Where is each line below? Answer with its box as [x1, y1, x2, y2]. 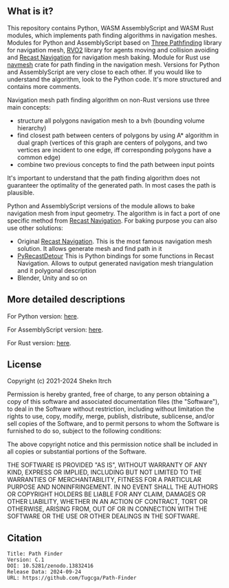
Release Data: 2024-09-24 [7, 569, 81, 576]
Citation [7, 532, 43, 544]
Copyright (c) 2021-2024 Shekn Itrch [7, 377, 112, 385]
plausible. [7, 188, 35, 196]
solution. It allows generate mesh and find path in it [17, 244, 162, 252]
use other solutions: [7, 223, 63, 232]
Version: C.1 [7, 556, 45, 564]
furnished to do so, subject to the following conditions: [7, 427, 162, 435]
